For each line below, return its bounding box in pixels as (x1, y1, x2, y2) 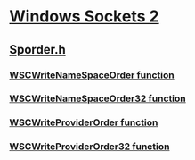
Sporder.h (9, 42, 66, 57)
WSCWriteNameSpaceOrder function (9, 69, 175, 81)
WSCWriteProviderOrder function (9, 116, 158, 129)
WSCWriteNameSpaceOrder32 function (9, 92, 187, 105)
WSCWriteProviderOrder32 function (9, 140, 170, 153)
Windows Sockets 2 (9, 6, 159, 27)
